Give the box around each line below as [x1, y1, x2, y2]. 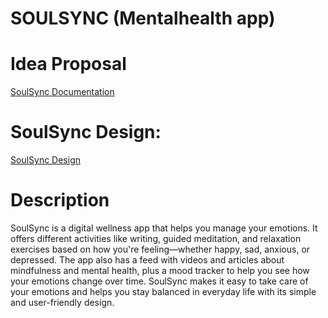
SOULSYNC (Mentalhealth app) [10, 7, 276, 30]
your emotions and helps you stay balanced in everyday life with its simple [10, 286, 317, 297]
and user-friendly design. [10, 297, 115, 308]
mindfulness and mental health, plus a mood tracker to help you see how [10, 265, 310, 276]
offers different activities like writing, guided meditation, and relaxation [10, 233, 302, 244]
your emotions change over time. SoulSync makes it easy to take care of [10, 275, 309, 287]
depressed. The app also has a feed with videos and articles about [10, 254, 285, 266]
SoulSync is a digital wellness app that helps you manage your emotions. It [10, 222, 318, 234]
